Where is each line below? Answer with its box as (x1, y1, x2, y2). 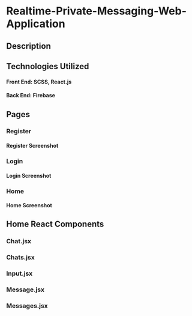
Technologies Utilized (6, 61, 89, 71)
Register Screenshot (6, 142, 59, 150)
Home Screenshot (6, 202, 52, 209)
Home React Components (6, 219, 104, 229)
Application (6, 17, 65, 31)
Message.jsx (6, 285, 45, 294)
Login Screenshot (6, 172, 52, 179)
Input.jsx (6, 269, 33, 278)
